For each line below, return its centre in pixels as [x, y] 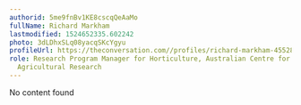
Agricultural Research [60, 68]
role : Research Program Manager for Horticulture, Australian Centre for [150, 59]
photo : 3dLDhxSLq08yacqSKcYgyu [68, 42]
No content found [42, 92]
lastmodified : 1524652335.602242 [72, 34]
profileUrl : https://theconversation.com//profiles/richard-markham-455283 [154, 51]
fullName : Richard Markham [60, 26]
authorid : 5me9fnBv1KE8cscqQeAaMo [74, 17]
